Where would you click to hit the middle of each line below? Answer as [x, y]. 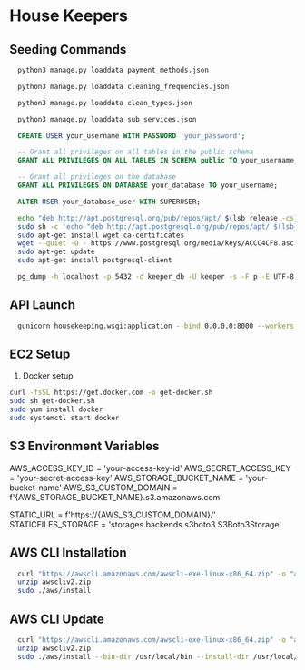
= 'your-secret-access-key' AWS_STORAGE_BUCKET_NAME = [127, 478]
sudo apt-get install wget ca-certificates [101, 235]
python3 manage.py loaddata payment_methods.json [113, 70]
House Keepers [69, 16]
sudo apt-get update [56, 252]
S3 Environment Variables [84, 446]
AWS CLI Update [57, 619]
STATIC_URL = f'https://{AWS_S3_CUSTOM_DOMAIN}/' [113, 515]
